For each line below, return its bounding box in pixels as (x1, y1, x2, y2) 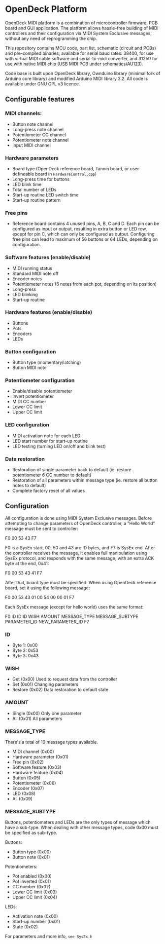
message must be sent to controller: (5, 526, 78, 531)
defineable (12, 171, 34, 177)
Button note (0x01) (12, 854, 50, 860)
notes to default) (12, 483, 46, 488)
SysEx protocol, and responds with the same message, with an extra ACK (5, 555, 154, 561)
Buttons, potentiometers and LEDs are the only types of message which (5, 819, 151, 825)
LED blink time (12, 181, 42, 187)
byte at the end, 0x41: (5, 560, 49, 566)
